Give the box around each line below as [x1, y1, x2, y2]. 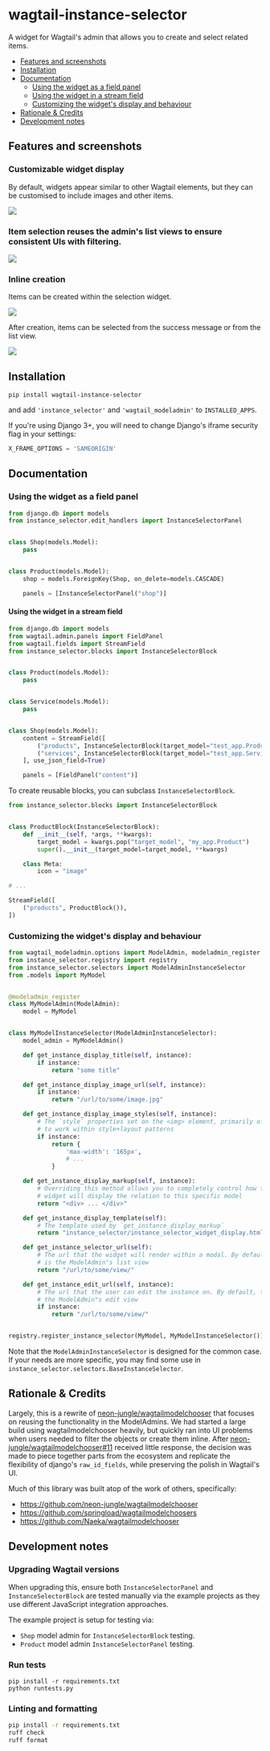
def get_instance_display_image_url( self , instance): [22, 1081, 207, 1089]
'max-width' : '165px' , [65, 1147, 142, 1156]
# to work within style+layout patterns [37, 1125, 174, 1133]
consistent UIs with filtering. [8, 236, 122, 247]
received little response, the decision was [114, 1442, 252, 1452]
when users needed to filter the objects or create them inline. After [8, 1434, 229, 1444]
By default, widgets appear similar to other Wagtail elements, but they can [8, 182, 253, 192]
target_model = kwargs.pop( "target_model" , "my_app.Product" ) [37, 838, 250, 846]
